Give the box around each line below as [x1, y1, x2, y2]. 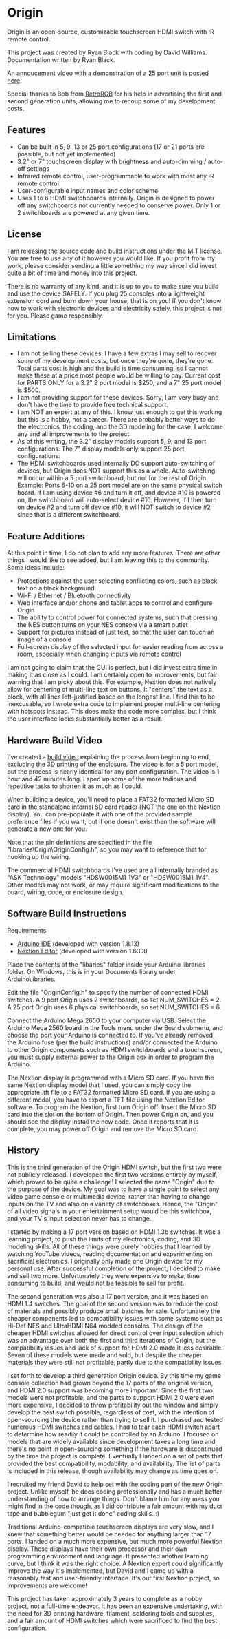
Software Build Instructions [7, 908, 127, 920]
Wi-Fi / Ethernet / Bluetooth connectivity [16, 591, 132, 600]
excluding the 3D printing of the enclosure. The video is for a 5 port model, [7, 760, 218, 768]
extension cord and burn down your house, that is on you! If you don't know [7, 296, 222, 305]
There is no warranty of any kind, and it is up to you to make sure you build [7, 282, 219, 290]
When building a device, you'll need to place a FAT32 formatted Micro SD [7, 796, 214, 803]
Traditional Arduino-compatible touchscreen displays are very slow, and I [7, 1523, 214, 1531]
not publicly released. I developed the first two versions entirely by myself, [7, 1170, 218, 1179]
